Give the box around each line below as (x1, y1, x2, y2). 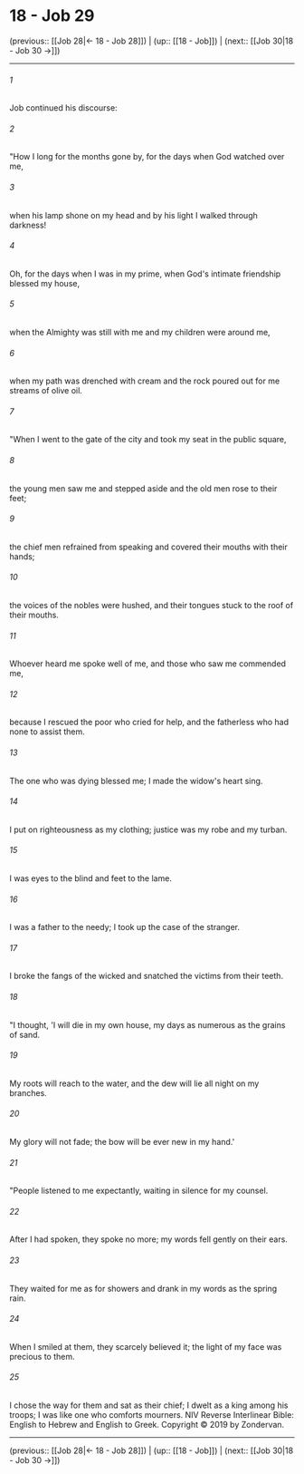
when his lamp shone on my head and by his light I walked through (9, 209, 258, 220)
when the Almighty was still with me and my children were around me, (9, 326, 271, 337)
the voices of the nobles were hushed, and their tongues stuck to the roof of (9, 599, 294, 610)
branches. (9, 1087, 47, 1098)
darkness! (9, 219, 47, 230)
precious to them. (9, 1351, 75, 1362)
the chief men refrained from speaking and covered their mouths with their (9, 541, 288, 552)
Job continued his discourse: (9, 102, 118, 113)
